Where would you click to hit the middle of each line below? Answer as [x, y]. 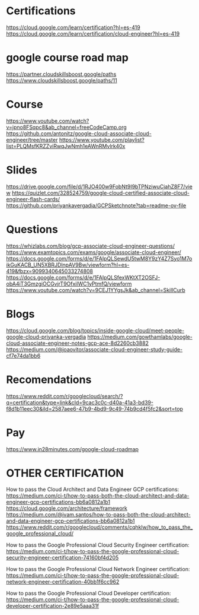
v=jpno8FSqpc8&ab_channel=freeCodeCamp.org [67, 127]
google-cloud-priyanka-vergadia [46, 337]
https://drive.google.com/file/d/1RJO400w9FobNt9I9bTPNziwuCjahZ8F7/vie [99, 186]
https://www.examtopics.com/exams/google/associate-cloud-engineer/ [94, 252]
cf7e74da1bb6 [23, 356]
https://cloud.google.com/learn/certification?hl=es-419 [73, 27]
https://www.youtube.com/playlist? [102, 140]
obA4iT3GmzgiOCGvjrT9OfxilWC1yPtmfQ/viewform [69, 284]
